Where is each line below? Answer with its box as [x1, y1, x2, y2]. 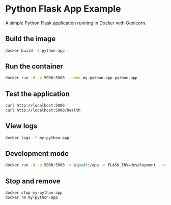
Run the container [5, 62, 64, 71]
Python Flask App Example [5, 3, 121, 15]
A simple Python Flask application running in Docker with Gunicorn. [5, 20, 147, 26]
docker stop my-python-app [5, 190, 63, 195]
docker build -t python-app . [5, 48, 70, 53]
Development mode [5, 149, 69, 158]
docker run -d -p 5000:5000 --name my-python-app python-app [5, 76, 138, 81]
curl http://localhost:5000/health [5, 108, 81, 113]
